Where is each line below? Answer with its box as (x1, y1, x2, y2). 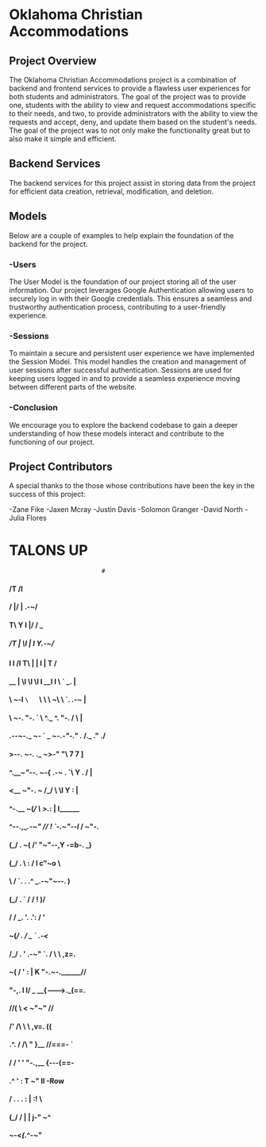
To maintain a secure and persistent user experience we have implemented (9, 348, 255, 358)
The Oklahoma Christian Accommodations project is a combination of (9, 75, 237, 84)
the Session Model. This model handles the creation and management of (9, 357, 247, 367)
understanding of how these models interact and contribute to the (9, 429, 225, 438)
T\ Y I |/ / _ (9, 621, 44, 630)
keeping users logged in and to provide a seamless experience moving (9, 374, 241, 383)
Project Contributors (9, 460, 114, 473)
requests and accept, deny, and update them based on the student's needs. (9, 117, 257, 126)
